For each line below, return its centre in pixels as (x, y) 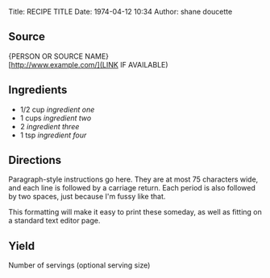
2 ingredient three (50, 126)
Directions (35, 160)
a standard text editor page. (54, 221)
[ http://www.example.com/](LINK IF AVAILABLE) (88, 64)
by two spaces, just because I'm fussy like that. (87, 197)
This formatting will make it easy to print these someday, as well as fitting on (135, 212)
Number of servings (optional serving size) (79, 265)
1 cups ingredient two (56, 118)
